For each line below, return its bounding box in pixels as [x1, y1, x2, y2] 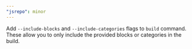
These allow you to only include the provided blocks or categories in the [6, 31, 182, 38]
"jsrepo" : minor [6, 8, 46, 15]
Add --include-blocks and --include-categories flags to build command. [6, 25, 187, 32]
